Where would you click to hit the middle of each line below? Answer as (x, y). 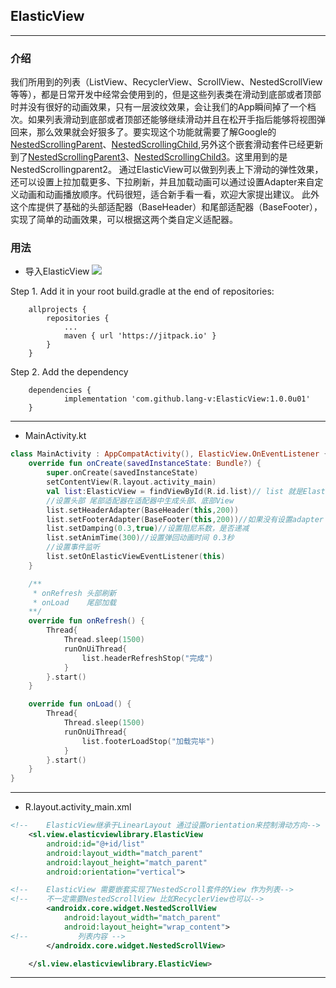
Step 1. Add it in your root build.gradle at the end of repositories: (142, 291)
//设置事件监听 (73, 547)
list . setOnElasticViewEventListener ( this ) (136, 557)
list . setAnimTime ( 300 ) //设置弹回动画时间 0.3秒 (140, 538)
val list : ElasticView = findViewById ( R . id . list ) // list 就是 (174, 491)
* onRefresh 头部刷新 (74, 593)
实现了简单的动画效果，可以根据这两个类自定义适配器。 (124, 220)
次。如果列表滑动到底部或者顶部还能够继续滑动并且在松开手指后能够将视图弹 (168, 120)
